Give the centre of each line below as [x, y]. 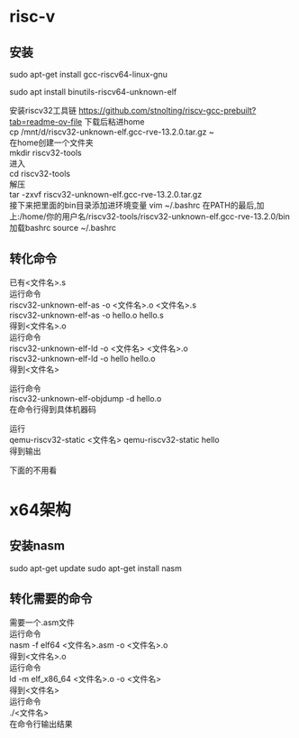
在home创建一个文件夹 [52, 143]
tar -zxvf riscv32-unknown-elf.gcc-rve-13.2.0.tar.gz [106, 194]
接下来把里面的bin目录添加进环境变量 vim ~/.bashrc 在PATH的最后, [133, 205]
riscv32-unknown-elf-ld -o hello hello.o [82, 358]
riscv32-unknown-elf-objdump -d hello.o [86, 398]
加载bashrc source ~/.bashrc [63, 228]
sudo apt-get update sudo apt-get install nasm [95, 568]
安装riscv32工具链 [43, 111]
